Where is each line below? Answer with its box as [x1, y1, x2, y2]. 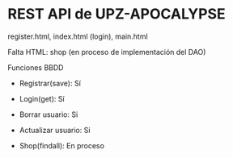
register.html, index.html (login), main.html [7, 31, 148, 41]
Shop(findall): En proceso [19, 140, 104, 150]
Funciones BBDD [7, 62, 64, 73]
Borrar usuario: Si [19, 110, 78, 119]
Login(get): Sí [19, 94, 66, 103]
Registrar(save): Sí [19, 78, 82, 88]
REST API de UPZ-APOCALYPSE [7, 5, 226, 23]
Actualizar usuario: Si [19, 125, 91, 135]
